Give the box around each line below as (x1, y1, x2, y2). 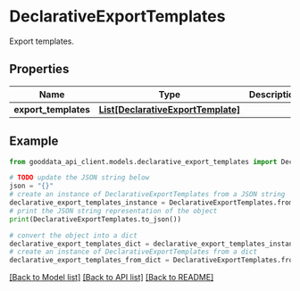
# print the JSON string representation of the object (9, 206, 218, 215)
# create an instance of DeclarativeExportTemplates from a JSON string (9, 190, 286, 199)
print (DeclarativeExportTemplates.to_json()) (9, 214, 181, 224)
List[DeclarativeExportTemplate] (98, 103, 241, 115)
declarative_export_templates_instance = (9, 198, 166, 207)
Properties (9, 62, 70, 77)
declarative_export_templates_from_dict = (9, 256, 170, 265)
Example (9, 134, 59, 149)
